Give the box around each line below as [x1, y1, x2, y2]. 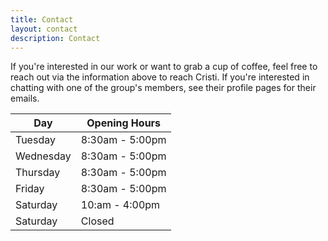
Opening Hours [86, 116, 162, 130]
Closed [80, 214, 115, 228]
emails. [10, 92, 40, 105]
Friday [15, 182, 45, 196]
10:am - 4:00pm [80, 198, 161, 212]
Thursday [15, 166, 61, 180]
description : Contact [10, 33, 101, 43]
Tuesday [15, 133, 56, 147]
